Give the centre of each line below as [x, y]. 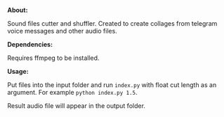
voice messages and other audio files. [62, 31]
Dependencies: [30, 44]
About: [18, 10]
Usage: [18, 71]
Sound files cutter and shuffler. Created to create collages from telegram [112, 23]
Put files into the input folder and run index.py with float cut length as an [112, 85]
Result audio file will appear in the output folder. [77, 106]
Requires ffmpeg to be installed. [53, 58]
